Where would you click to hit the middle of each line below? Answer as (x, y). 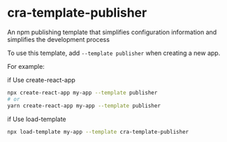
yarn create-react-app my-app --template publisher (84, 106)
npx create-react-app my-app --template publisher (82, 93)
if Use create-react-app (41, 80)
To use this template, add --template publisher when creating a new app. (114, 53)
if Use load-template (37, 119)
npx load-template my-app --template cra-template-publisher (98, 132)
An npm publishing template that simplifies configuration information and (112, 32)
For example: (26, 66)
